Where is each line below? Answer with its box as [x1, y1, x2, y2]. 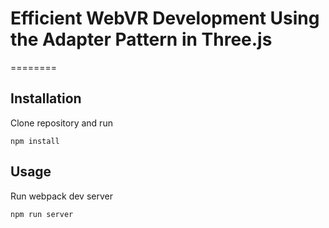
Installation [10, 90, 82, 107]
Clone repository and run [10, 117, 113, 129]
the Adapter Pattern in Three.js [10, 28, 273, 51]
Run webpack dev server [10, 190, 113, 202]
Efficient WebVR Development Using [10, 7, 320, 30]
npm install [10, 136, 60, 146]
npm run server [10, 209, 74, 219]
